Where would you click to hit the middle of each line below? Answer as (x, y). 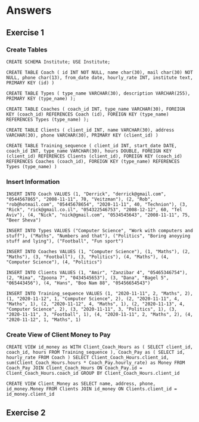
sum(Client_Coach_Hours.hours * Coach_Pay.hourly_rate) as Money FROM (96, 363)
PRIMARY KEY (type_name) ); (41, 98)
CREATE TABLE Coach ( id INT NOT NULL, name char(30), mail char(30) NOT (100, 72)
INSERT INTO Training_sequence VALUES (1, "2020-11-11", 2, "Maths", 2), (100, 294)
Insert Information (33, 181)
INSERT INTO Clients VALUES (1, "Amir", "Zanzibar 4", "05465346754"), (97, 273)
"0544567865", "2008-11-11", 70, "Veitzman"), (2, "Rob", (80, 199)
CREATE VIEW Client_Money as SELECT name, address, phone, (81, 384)
